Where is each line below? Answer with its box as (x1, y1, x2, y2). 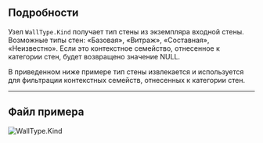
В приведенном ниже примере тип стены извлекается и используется (8, 66, 244, 77)
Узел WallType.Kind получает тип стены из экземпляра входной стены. (8, 27, 244, 36)
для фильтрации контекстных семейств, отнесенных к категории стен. (8, 75, 246, 84)
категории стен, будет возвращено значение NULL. (8, 52, 181, 61)
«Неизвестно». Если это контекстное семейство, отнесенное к (8, 43, 221, 53)
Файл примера (8, 105, 85, 119)
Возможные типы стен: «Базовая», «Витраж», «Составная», (8, 35, 210, 45)
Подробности (8, 6, 79, 20)
